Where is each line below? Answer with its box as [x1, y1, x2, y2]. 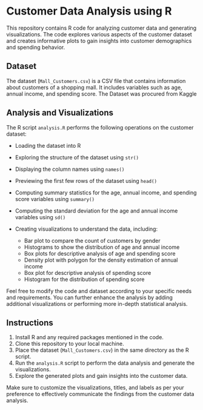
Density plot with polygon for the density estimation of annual [24, 256, 178, 263]
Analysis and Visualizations [6, 108, 114, 118]
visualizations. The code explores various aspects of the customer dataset [6, 30, 192, 38]
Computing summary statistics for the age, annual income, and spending [15, 189, 197, 196]
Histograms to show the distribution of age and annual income [24, 243, 180, 251]
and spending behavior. [6, 44, 65, 51]
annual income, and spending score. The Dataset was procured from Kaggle [6, 90, 197, 98]
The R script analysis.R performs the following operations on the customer [6, 124, 194, 131]
